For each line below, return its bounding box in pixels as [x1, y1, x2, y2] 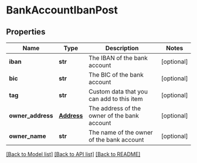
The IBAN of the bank [89, 54, 148, 62]
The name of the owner [89, 129, 154, 136]
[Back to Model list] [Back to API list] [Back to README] [6, 151, 141, 158]
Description [105, 44, 139, 52]
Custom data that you [89, 88, 148, 95]
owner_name [9, 132, 46, 140]
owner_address [9, 112, 53, 120]
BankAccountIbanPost [6, 4, 118, 17]
